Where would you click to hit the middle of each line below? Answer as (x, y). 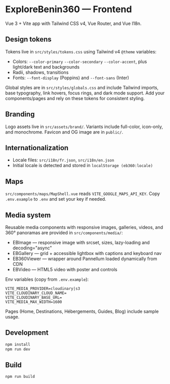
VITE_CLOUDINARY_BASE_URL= (34, 298)
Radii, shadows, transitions (40, 72)
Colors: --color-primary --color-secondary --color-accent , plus (80, 61)
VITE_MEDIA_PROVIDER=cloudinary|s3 (43, 289)
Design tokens (28, 39)
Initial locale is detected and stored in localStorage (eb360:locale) (83, 166)
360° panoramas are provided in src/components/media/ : (64, 233)
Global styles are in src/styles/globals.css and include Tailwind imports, (82, 87)
